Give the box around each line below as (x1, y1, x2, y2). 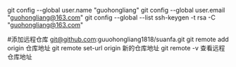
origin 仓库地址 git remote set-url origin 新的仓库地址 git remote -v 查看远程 (7, 44, 225, 52)
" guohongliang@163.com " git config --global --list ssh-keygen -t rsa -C (7, 13, 216, 22)
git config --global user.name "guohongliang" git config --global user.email (7, 6, 225, 14)
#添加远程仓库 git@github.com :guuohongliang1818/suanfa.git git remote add (7, 35, 229, 43)
